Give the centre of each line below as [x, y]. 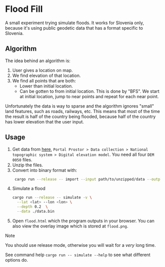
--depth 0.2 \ [33, 207]
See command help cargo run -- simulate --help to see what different [78, 255]
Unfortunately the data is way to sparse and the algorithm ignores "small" [80, 106]
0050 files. [22, 159]
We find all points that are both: [44, 80]
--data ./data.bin [36, 211]
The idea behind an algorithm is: [38, 61]
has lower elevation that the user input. [45, 121]
